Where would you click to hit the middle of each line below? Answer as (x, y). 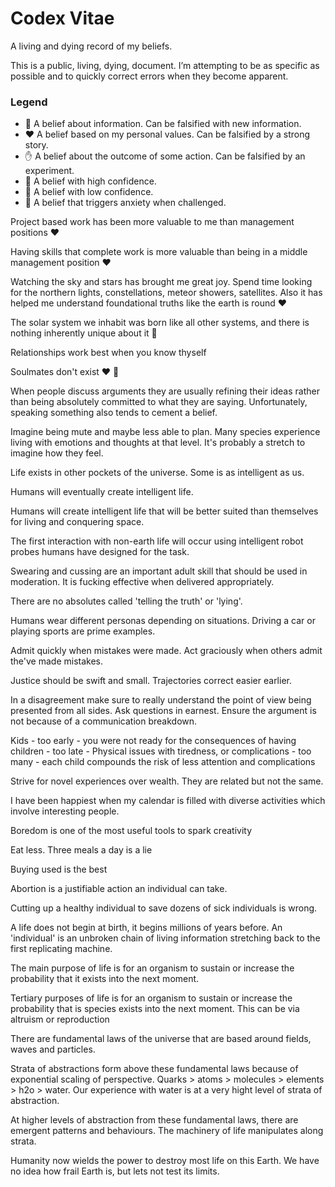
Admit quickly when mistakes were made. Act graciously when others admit (166, 651)
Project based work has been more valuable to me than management (152, 222)
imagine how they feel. (57, 453)
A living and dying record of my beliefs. (91, 46)
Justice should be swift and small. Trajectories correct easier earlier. (151, 681)
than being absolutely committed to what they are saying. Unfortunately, (159, 402)
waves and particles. (53, 1049)
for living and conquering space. (77, 522)
